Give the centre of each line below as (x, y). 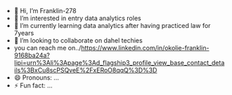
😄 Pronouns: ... (37, 78)
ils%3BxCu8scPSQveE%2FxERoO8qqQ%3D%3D (85, 70)
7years (24, 33)
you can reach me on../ (47, 48)
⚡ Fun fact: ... (33, 85)
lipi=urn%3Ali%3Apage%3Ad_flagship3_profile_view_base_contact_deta (119, 63)
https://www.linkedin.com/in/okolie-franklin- (145, 48)
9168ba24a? (32, 55)
